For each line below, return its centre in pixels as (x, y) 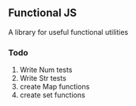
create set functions (52, 95)
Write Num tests (46, 70)
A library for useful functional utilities (68, 32)
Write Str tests (43, 78)
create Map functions (55, 87)
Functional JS (43, 13)
